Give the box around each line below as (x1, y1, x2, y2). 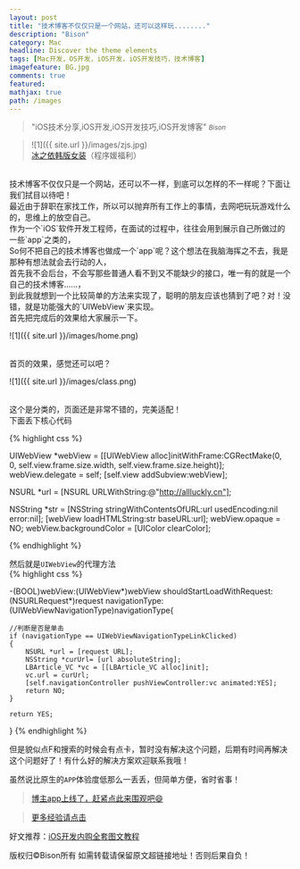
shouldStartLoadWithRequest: (162, 586, 274, 597)
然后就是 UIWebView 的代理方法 (9, 559, 116, 570)
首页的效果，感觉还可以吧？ (9, 358, 112, 369)
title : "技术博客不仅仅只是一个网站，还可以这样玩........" (9, 21, 211, 30)
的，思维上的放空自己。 (9, 212, 96, 223)
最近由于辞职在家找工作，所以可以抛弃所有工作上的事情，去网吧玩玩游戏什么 (9, 201, 291, 212)
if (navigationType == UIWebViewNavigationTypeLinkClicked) (9, 631, 238, 641)
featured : (9, 79, 46, 88)
